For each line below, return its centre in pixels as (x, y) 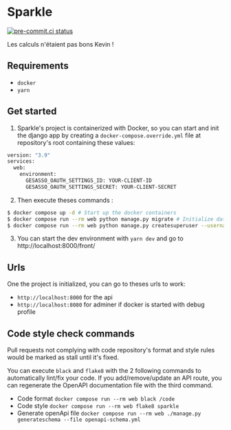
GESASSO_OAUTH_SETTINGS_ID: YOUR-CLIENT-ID (89, 181)
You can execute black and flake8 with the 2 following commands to (104, 371)
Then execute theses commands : (65, 200)
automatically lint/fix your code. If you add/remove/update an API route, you (114, 378)
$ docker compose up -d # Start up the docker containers (92, 213)
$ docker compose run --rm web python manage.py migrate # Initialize (110, 219)
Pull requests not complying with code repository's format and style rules (111, 350)
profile (26, 312)
